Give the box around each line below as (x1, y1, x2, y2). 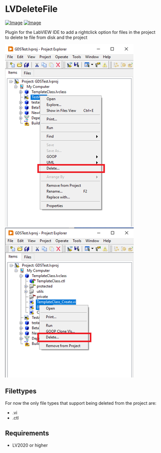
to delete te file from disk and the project (5, 34, 87, 40)
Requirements (5, 429, 49, 438)
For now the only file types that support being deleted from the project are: (5, 400, 157, 406)
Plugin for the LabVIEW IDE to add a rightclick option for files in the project (5, 29, 156, 35)
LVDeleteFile (5, 3, 58, 15)
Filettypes (5, 387, 37, 396)
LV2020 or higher (12, 442, 48, 448)
